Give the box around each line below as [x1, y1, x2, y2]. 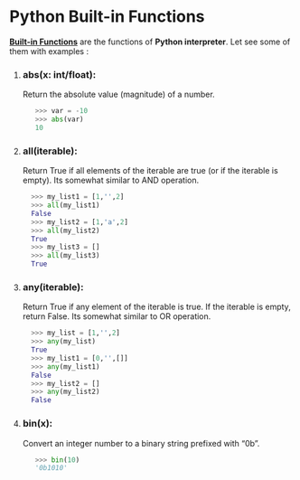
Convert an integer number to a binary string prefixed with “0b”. [22, 438, 260, 448]
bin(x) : [22, 418, 53, 430]
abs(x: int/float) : [22, 68, 97, 80]
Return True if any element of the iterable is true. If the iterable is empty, [22, 301, 291, 313]
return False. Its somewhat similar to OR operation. [22, 311, 211, 322]
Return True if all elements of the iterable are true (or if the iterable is [22, 165, 278, 176]
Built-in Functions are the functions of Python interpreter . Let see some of [9, 36, 291, 47]
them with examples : [9, 45, 89, 56]
